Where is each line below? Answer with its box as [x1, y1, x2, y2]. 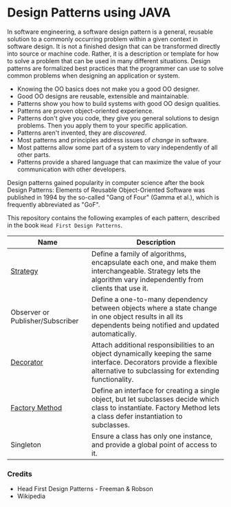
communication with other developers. [16, 165, 126, 173]
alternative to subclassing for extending [91, 366, 220, 376]
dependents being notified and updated [91, 320, 220, 330]
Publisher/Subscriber [10, 316, 79, 325]
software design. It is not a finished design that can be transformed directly [7, 42, 221, 50]
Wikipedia [16, 492, 46, 500]
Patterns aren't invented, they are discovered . [16, 129, 146, 137]
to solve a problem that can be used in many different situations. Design [7, 56, 211, 65]
